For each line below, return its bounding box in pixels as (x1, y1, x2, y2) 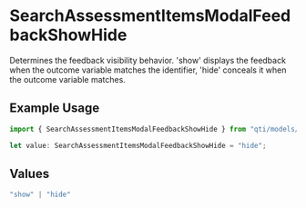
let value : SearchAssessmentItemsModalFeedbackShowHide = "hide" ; (9, 141, 267, 150)
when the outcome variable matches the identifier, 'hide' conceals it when (9, 64, 287, 75)
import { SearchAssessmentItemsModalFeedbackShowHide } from (9, 124, 247, 134)
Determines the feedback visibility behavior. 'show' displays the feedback (9, 54, 287, 65)
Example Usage (9, 101, 100, 116)
